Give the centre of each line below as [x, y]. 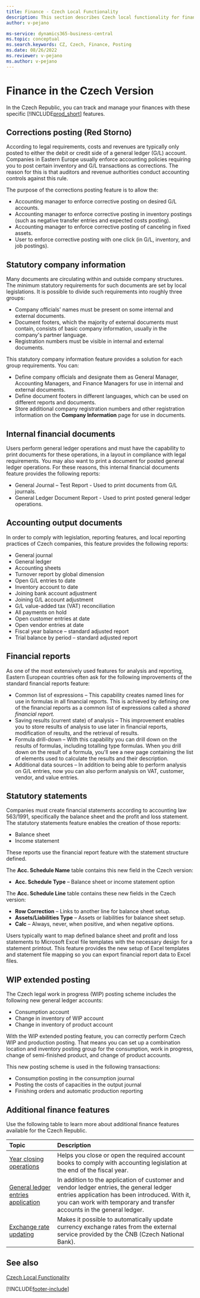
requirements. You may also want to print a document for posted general [95, 461]
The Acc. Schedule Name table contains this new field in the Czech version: [100, 870]
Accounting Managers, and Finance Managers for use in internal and [99, 384]
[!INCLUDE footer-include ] [38, 1288]
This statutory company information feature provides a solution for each [94, 359]
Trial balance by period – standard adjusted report [76, 637]
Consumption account [42, 1012]
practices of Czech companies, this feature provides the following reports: [97, 543]
